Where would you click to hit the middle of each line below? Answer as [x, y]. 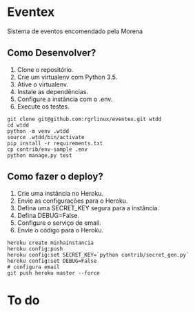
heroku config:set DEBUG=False [52, 261]
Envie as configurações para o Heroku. [72, 201]
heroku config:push [35, 249]
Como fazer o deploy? [55, 177]
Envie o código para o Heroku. [60, 230]
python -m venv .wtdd [38, 131]
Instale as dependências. [52, 91]
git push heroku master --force [53, 273]
